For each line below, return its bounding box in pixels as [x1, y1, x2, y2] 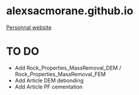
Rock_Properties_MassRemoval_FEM [14, 70, 106, 78]
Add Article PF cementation [14, 83, 83, 90]
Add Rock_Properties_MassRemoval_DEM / [14, 64, 121, 71]
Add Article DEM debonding [14, 77, 84, 84]
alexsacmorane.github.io [6, 4, 134, 18]
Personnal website [6, 24, 52, 31]
